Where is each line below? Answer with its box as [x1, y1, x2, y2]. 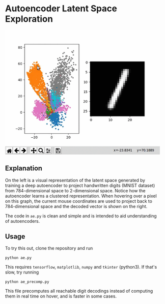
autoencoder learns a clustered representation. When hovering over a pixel [5, 193, 157, 199]
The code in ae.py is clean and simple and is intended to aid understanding [5, 213, 157, 219]
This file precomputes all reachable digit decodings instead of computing [5, 288, 153, 294]
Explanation [5, 164, 43, 173]
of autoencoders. [5, 218, 40, 224]
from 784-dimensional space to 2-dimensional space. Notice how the [5, 187, 146, 193]
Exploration [5, 13, 53, 25]
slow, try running [5, 269, 39, 275]
